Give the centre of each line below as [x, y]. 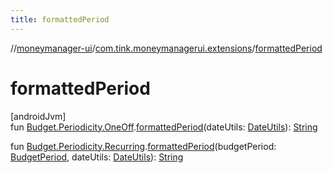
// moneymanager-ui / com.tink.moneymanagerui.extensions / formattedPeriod [166, 48]
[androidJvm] [38, 116]
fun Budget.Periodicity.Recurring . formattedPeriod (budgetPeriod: [143, 146]
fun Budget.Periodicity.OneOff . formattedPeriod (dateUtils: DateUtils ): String [164, 127]
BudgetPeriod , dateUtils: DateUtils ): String [97, 157]
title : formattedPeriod [60, 19]
